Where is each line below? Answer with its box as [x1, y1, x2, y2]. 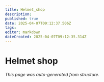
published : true [5, 16, 38, 21]
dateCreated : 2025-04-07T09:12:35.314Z [5, 35, 87, 40]
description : [5, 12, 32, 17]
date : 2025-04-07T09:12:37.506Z [5, 20, 71, 26]
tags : [5, 25, 16, 30]
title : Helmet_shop [5, 7, 45, 12]
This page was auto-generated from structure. [5, 71, 100, 77]
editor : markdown [5, 30, 41, 35]
